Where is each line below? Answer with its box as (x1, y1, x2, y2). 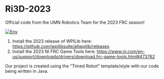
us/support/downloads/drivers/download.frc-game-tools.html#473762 (12, 53, 155, 59)
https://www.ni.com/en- (96, 48, 145, 54)
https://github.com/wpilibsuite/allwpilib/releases (12, 43, 110, 49)
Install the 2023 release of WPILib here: (12, 38, 92, 44)
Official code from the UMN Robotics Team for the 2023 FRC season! (5, 19, 145, 25)
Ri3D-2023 (5, 3, 51, 15)
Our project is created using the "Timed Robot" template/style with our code (5, 63, 159, 69)
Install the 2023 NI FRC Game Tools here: (12, 48, 96, 54)
